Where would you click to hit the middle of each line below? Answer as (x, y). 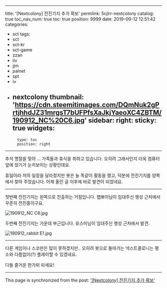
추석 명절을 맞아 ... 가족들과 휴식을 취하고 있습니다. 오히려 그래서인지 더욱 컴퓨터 (83, 158)
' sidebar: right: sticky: (120, 121)
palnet (19, 71)
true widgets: (34, 128)
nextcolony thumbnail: (48, 97)
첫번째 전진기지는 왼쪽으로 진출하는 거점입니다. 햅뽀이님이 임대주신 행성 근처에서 (83, 196)
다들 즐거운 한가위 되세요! (30, 265)
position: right (34, 144)
